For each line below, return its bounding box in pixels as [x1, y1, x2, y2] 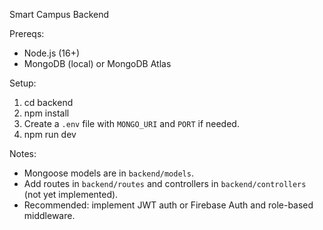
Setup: [9, 77, 37, 89]
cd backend [23, 97, 74, 108]
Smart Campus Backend [9, 9, 110, 20]
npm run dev [23, 129, 77, 140]
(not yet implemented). [23, 189, 119, 200]
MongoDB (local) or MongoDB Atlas [23, 58, 172, 69]
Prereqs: [9, 28, 45, 39]
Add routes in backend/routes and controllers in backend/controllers [23, 178, 307, 189]
